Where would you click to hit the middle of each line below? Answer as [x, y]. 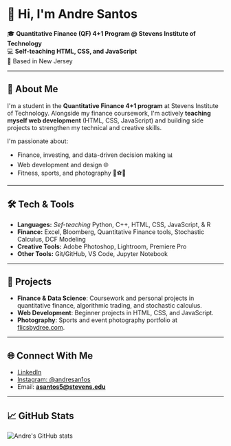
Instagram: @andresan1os [54, 380]
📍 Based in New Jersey [40, 61]
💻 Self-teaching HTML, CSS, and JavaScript [72, 51]
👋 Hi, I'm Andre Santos [73, 14]
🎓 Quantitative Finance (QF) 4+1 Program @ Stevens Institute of [101, 33]
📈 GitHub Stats [41, 416]
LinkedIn [29, 372]
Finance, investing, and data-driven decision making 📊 [95, 155]
